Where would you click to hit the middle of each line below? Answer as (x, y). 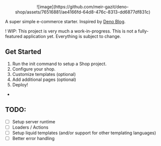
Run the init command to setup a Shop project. (59, 64)
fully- (143, 31)
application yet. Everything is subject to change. (72, 36)
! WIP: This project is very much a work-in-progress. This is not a (71, 31)
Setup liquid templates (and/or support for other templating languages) (84, 133)
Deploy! (20, 84)
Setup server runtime (34, 121)
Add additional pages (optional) (44, 79)
